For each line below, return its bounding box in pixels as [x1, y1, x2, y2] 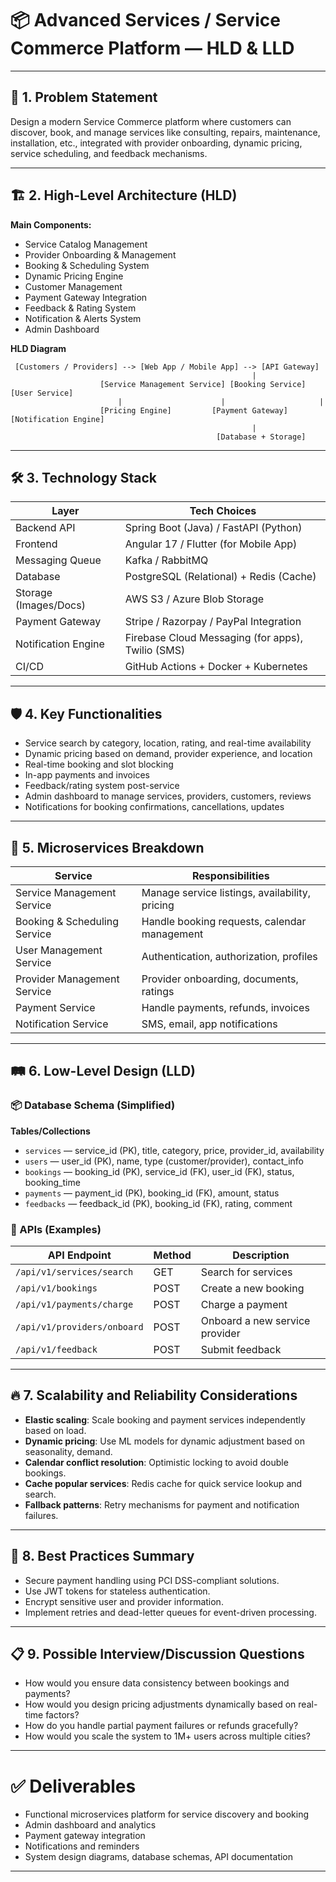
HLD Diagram [10, 342, 67, 354]
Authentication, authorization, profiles [141, 950, 318, 963]
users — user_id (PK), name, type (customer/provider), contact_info [24, 1155, 305, 1167]
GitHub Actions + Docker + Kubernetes [124, 660, 308, 674]
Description [232, 1248, 290, 1262]
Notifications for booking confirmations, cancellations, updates [24, 801, 285, 813]
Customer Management [24, 280, 123, 292]
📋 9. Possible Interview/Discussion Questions [10, 1646, 305, 1662]
